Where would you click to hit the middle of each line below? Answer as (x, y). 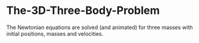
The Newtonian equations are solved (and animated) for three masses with (99, 27)
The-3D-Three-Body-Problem (83, 11)
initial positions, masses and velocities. (55, 33)
